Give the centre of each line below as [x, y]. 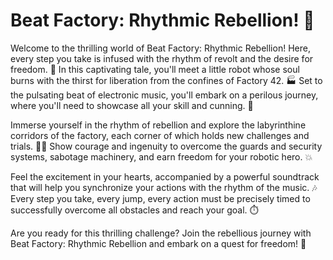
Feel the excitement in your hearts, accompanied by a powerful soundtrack [165, 176]
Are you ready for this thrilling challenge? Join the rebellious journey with [161, 233]
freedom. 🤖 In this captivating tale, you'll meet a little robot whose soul [155, 69]
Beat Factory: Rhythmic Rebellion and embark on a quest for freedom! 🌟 [158, 243]
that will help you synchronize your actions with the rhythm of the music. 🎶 [164, 187]
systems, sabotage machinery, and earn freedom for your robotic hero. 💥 [161, 156]
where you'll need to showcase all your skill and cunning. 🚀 [132, 105]
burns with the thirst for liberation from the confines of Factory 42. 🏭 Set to [166, 80]
